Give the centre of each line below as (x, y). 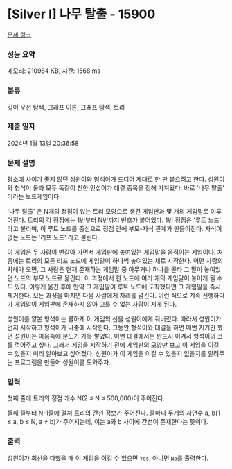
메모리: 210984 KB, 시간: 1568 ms (54, 71)
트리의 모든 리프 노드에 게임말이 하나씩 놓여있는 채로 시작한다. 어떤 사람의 (124, 261)
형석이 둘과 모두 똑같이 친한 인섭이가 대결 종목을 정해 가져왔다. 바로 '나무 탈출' (119, 188)
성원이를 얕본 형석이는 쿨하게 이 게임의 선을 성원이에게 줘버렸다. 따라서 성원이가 (114, 319)
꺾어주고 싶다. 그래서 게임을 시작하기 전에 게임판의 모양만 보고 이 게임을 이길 (117, 345)
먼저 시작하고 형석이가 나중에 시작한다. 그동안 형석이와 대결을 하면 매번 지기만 (111, 327)
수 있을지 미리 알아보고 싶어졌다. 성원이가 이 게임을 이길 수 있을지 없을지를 (107, 354)
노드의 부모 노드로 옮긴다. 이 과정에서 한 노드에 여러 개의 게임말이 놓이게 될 (115, 278)
